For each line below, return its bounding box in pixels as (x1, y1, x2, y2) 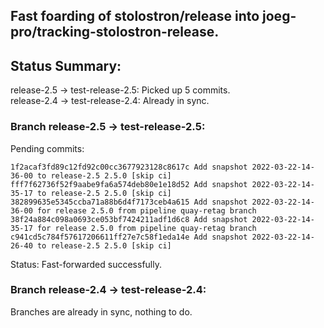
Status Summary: (10, 57, 122, 74)
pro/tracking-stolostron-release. (10, 24, 220, 41)
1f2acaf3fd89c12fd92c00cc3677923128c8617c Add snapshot (10, 162, 248, 172)
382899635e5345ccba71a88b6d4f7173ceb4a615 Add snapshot (10, 197, 248, 207)
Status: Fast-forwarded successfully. (10, 258, 162, 270)
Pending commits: (10, 142, 85, 154)
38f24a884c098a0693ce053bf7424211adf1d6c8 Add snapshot (10, 214, 248, 224)
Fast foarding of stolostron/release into (10, 8, 260, 25)
